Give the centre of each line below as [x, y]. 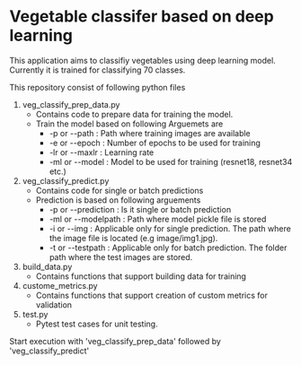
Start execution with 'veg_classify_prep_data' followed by [115, 341]
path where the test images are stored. [121, 256]
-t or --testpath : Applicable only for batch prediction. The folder [168, 248]
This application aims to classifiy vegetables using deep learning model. [142, 60]
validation [54, 304]
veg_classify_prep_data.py [71, 104]
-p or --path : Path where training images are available [150, 133]
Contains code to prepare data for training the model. [134, 114]
